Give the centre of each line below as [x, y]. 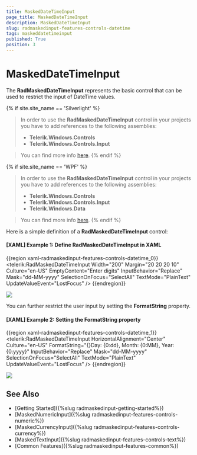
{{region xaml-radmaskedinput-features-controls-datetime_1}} [82, 333]
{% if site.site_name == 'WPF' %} [47, 166]
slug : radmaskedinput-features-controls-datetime [68, 28]
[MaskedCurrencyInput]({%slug [53, 427]
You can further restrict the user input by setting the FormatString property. [98, 306]
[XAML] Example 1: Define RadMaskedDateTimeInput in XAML [84, 245]
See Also [23, 394]
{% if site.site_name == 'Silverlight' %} [53, 108]
